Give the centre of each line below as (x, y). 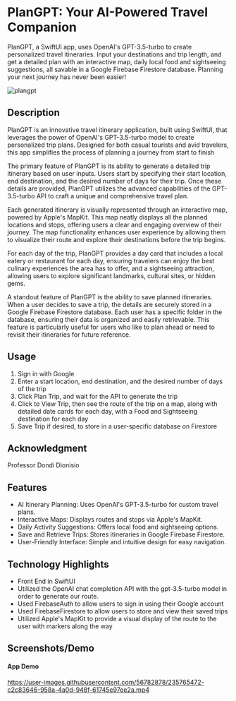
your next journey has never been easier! (67, 77)
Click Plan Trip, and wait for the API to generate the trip (98, 396)
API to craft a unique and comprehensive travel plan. (112, 196)
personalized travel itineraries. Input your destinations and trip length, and (114, 54)
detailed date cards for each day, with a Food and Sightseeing (107, 411)
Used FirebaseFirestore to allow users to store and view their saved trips (123, 611)
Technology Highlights (58, 564)
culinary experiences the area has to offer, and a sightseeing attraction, (111, 268)
